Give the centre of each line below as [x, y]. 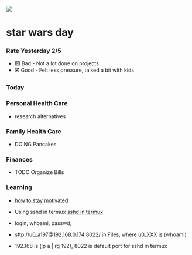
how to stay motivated [41, 200]
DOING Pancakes [35, 144]
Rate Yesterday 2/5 [34, 51]
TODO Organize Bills [39, 172]
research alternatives [40, 116]
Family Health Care [34, 131]
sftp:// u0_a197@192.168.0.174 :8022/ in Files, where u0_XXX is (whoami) [101, 234]
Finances [20, 159]
